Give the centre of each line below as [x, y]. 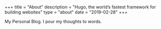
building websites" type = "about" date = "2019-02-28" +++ [66, 12]
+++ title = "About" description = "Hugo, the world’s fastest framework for [80, 7]
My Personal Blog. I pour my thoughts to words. [53, 22]
